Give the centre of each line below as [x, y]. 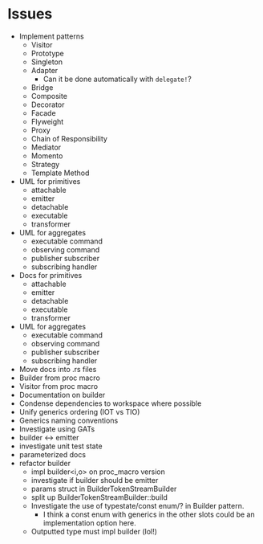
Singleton [47, 62]
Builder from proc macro [60, 378]
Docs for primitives [51, 275]
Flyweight [47, 121]
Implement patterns [52, 36]
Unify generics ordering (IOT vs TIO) [79, 411]
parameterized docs [52, 454]
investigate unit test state [61, 446]
